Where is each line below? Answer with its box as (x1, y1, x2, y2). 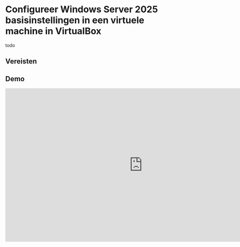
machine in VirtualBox (5, 26, 102, 37)
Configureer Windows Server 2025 (5, 4, 158, 15)
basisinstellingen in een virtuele (5, 14, 145, 26)
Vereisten (5, 57, 37, 66)
